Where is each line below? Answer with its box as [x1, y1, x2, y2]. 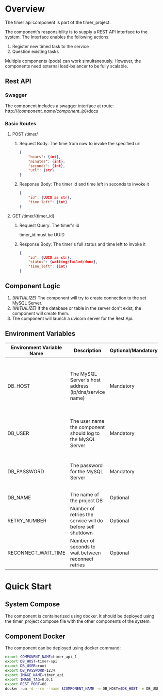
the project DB [70, 497, 103, 504]
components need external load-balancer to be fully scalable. [5, 63, 129, 69]
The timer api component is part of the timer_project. [5, 19, 111, 25]
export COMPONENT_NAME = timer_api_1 [5, 654, 77, 660]
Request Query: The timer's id [19, 222, 80, 228]
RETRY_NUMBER [7, 517, 47, 524]
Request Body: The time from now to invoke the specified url [19, 140, 141, 146]
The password [70, 462, 103, 469]
